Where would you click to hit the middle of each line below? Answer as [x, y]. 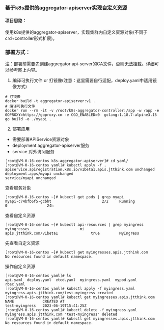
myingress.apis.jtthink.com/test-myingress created [59, 293]
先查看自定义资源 [22, 243]
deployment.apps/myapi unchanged [39, 174]
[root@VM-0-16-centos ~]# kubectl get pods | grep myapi [65, 197]
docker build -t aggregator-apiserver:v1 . [50, 101]
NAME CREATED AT [35, 302]
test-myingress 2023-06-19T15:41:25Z [46, 306]
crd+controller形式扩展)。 [31, 38]
